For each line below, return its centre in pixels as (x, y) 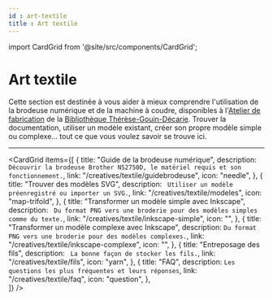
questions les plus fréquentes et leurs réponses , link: (103, 271)
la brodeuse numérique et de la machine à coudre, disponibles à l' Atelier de (134, 111)
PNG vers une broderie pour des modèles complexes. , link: (106, 236)
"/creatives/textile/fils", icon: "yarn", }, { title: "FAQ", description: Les (122, 262)
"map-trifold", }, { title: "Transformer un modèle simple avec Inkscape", (127, 202)
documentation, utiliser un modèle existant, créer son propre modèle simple (135, 128)
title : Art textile (43, 24)
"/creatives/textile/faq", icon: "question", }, (80, 279)
